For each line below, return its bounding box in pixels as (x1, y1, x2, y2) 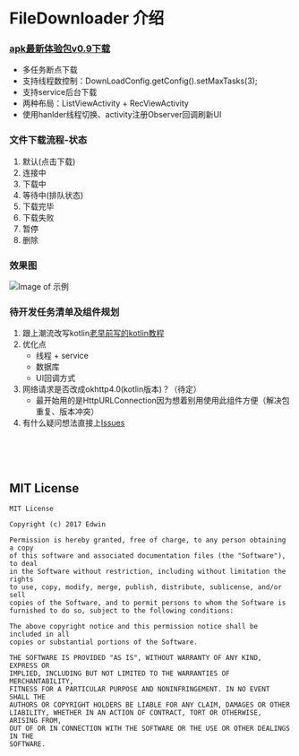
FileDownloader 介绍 (9, 8, 165, 29)
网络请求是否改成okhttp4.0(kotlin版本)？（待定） (21, 384, 201, 395)
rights (9, 575, 34, 584)
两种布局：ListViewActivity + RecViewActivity (21, 98, 190, 109)
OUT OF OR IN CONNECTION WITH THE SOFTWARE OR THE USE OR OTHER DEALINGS (9, 724, 291, 734)
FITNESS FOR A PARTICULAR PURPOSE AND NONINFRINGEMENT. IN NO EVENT (9, 685, 270, 694)
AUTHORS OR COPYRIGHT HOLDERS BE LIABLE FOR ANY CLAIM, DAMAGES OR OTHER (9, 700, 291, 709)
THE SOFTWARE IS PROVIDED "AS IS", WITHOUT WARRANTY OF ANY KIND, (9, 654, 262, 663)
